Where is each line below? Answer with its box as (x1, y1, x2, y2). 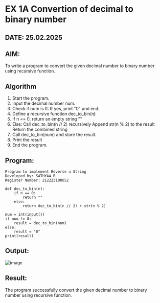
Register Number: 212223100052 (5, 178, 69, 183)
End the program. (12, 142, 47, 148)
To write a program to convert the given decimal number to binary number (5, 63, 155, 69)
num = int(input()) (5, 212, 45, 217)
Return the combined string (12, 126, 68, 133)
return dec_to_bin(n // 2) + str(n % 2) (23, 204, 106, 209)
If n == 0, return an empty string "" (12, 116, 82, 122)
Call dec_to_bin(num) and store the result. (12, 132, 97, 138)
